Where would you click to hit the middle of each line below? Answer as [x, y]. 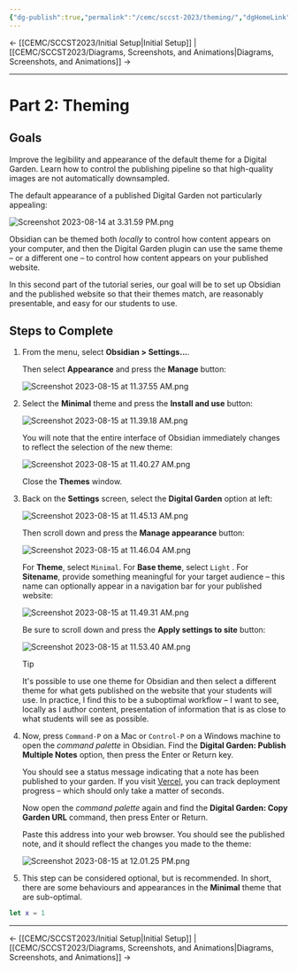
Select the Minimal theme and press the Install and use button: [137, 404]
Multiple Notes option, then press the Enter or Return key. [128, 755]
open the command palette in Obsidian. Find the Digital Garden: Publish [154, 745]
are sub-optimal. [52, 897]
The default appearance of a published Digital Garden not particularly [136, 195]
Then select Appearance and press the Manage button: [124, 369]
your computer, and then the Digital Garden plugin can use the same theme [146, 248]
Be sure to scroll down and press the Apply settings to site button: [144, 630]
